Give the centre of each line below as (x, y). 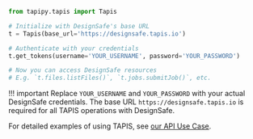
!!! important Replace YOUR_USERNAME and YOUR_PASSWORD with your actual (127, 94)
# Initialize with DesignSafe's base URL (79, 26)
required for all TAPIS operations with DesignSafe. (92, 111)
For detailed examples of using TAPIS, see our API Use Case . (110, 126)
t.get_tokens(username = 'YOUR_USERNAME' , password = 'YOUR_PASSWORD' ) (124, 56)
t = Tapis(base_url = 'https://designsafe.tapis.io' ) (97, 34)
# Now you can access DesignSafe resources (83, 70)
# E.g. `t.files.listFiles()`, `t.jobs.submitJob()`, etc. (110, 78)
